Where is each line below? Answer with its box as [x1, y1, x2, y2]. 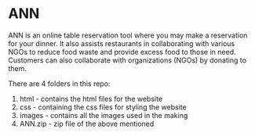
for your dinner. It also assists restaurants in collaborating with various [8, 38, 235, 48]
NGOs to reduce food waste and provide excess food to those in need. [8, 47, 237, 56]
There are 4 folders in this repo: [8, 79, 111, 88]
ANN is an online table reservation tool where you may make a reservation [8, 30, 248, 40]
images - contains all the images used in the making [19, 110, 188, 120]
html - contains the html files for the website [19, 94, 163, 103]
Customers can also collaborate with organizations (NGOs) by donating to [8, 55, 247, 65]
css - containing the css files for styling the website [19, 102, 187, 112]
